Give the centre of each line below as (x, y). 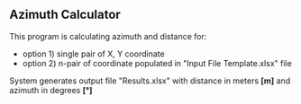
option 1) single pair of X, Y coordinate (93, 54)
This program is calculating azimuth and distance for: (108, 36)
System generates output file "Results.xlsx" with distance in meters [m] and (150, 81)
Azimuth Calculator (65, 15)
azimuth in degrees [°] (51, 90)
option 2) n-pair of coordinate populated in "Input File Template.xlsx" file (157, 63)
